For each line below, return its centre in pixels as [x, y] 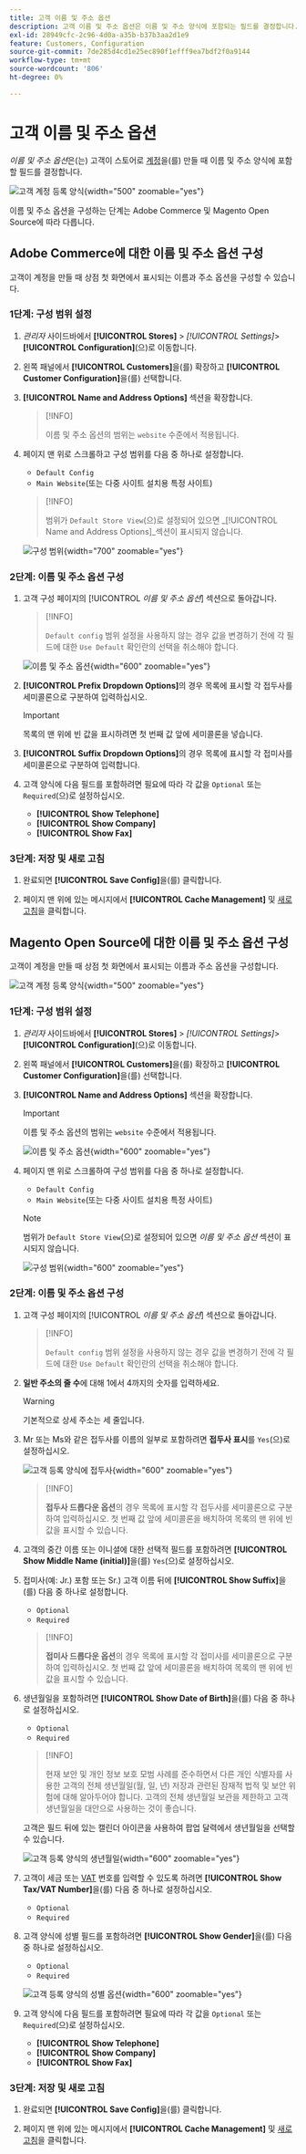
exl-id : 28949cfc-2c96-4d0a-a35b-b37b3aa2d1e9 [99, 35]
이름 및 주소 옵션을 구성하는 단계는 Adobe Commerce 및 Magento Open [139, 210]
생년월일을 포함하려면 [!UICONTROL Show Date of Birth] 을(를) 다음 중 [150, 1698]
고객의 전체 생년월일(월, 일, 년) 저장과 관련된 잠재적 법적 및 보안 [174, 1785]
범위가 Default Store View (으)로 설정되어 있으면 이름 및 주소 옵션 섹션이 [152, 1236]
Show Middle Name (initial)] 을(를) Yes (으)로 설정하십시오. [128, 1560]
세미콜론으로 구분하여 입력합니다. [81, 765]
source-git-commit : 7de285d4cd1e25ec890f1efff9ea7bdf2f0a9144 [130, 52]
